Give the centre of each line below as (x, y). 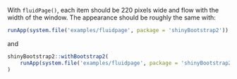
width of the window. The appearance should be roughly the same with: (112, 17)
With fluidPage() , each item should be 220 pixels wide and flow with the (113, 10)
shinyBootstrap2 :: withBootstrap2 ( (58, 56)
